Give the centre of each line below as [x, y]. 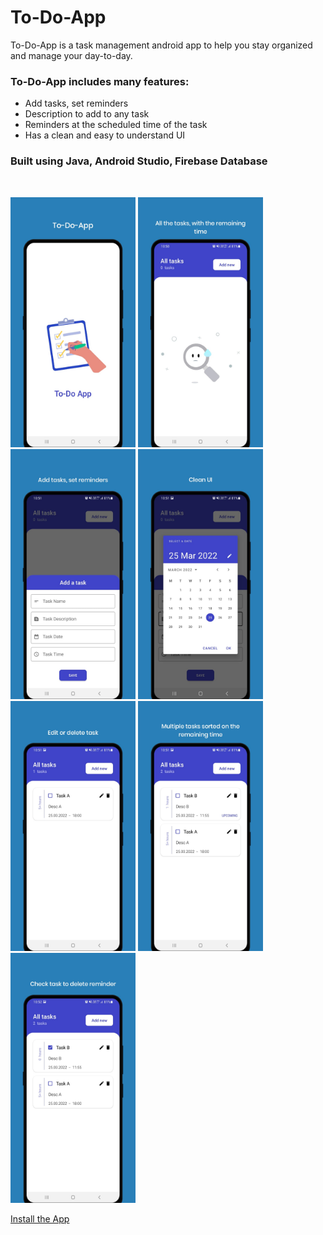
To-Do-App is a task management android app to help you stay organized [161, 45]
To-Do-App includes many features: [100, 81]
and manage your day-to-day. [71, 55]
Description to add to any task [87, 114]
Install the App [40, 1218]
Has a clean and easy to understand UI [105, 135]
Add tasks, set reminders [76, 103]
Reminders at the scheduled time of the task [116, 125]
